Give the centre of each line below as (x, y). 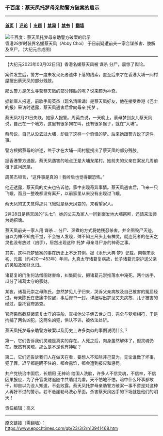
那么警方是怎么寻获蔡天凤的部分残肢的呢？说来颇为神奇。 (62, 91)
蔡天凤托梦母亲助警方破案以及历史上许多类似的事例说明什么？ (67, 330)
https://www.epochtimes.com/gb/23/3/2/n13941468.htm (61, 428)
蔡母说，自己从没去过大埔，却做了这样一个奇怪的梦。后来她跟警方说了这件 (79, 134)
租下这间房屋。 (20, 166)
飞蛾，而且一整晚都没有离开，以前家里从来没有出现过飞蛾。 (65, 193)
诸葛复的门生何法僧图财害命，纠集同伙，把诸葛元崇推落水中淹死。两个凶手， (81, 275)
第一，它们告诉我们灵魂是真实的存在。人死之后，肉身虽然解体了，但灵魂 (77, 340)
